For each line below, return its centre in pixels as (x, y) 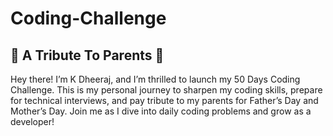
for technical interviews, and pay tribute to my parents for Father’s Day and (164, 100)
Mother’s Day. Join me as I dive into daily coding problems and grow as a (161, 111)
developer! (32, 121)
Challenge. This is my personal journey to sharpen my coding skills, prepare (166, 90)
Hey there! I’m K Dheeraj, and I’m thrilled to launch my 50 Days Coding (155, 79)
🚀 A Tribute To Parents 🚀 (87, 55)
